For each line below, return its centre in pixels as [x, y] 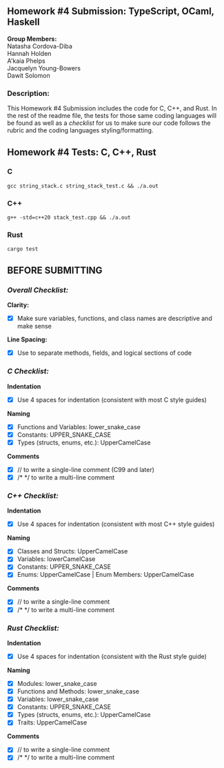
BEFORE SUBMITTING [55, 270]
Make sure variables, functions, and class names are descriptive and [114, 318]
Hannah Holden [29, 53]
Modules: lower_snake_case [57, 683]
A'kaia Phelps [27, 61]
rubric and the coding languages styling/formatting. [80, 130]
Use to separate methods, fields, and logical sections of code [104, 353]
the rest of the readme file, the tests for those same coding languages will [112, 116]
